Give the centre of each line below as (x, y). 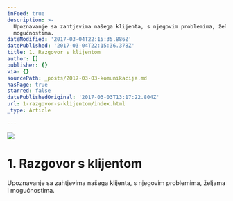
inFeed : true (26, 14)
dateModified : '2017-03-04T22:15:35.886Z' (69, 40)
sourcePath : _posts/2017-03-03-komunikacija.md (77, 78)
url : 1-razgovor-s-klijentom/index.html (67, 104)
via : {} (18, 71)
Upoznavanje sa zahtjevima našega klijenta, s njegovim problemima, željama (116, 183)
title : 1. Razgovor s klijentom (54, 53)
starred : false (29, 91)
